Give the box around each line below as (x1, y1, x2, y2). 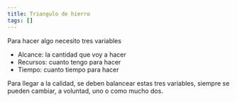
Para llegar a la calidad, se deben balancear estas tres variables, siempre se (7, 79, 230, 87)
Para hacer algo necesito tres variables (7, 36, 122, 45)
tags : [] (7, 17, 33, 24)
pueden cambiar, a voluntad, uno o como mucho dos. (7, 86, 163, 95)
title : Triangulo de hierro (7, 10, 91, 18)
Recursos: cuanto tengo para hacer (17, 57, 121, 66)
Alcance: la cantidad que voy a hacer (17, 50, 126, 59)
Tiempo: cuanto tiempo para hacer (17, 65, 119, 74)
